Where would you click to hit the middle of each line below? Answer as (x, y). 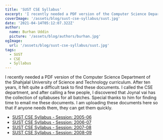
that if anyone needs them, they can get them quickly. (59, 108)
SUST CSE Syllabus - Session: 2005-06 (52, 117)
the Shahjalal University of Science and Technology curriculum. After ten (78, 82)
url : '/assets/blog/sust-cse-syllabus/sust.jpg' (59, 45)
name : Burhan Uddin (29, 32)
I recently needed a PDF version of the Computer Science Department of (78, 77)
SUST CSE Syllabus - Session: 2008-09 (52, 133)
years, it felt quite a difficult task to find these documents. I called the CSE (79, 87)
